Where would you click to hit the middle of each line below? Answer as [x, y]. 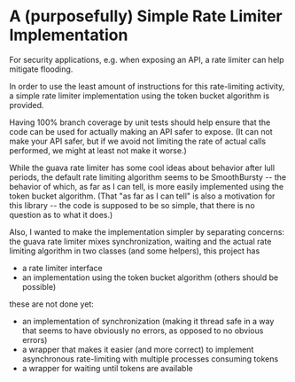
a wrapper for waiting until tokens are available [107, 368]
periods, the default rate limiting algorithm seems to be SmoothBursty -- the [147, 177]
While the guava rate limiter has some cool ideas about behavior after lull [142, 168]
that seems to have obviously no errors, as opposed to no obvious [143, 331]
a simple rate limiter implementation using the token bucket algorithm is [140, 96]
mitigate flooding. [41, 69]
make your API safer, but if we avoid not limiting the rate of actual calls [138, 141]
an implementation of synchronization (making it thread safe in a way [148, 321]
